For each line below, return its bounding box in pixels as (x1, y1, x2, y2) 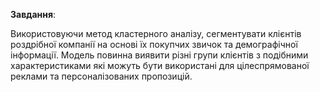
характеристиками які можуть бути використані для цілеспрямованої (10, 60, 310, 71)
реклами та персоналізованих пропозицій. (10, 70, 193, 82)
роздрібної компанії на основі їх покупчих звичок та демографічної (10, 39, 298, 50)
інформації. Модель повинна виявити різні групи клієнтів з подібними (10, 49, 309, 61)
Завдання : (10, 9, 57, 20)
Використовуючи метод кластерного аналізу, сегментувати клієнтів (10, 28, 302, 39)
